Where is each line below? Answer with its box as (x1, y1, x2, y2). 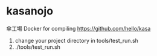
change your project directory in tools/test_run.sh (14, 37, 139, 44)
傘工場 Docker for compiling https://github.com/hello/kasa (6, 25, 151, 32)
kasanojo (6, 4, 53, 18)
